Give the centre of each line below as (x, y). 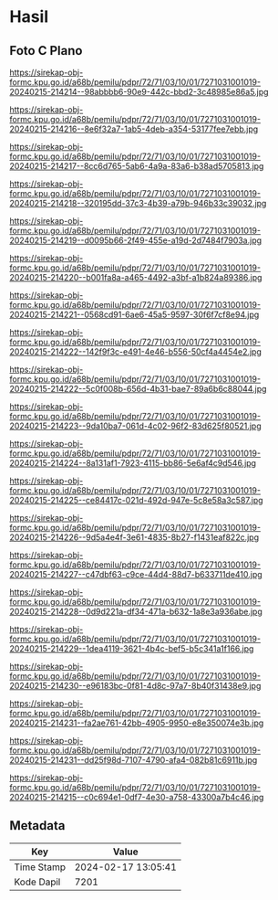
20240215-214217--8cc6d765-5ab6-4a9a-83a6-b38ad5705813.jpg (137, 166)
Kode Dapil (37, 882)
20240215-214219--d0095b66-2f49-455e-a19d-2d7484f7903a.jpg (136, 240)
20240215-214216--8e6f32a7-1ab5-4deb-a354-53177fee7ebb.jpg (134, 129)
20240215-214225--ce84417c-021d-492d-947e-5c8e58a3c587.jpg (136, 500)
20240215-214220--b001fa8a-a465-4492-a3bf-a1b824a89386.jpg (136, 277)
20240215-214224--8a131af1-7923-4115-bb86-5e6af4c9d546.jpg (133, 463)
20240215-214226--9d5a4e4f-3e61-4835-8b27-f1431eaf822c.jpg (134, 537)
